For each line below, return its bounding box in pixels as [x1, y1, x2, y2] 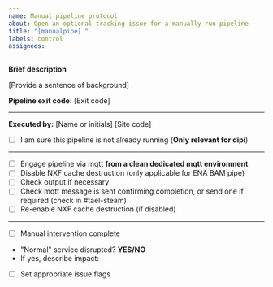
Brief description [8, 64, 67, 74]
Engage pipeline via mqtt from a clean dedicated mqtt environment [19, 159, 249, 169]
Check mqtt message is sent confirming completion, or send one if [19, 186, 244, 196]
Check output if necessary [19, 177, 110, 187]
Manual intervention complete [19, 228, 120, 238]
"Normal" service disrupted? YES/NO [19, 245, 146, 254]
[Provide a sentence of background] [8, 80, 130, 90]
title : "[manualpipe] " [8, 27, 89, 35]
